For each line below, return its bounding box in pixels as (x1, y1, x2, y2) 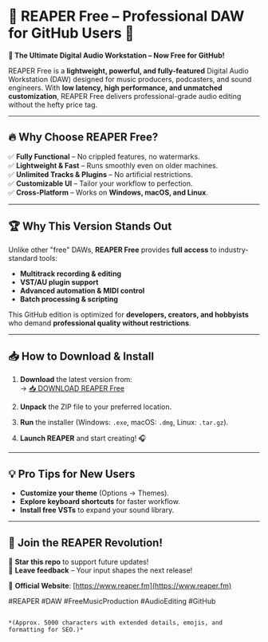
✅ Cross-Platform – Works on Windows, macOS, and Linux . (8, 187, 209, 197)
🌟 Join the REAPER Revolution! (8, 536, 164, 549)
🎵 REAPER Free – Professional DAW (8, 7, 245, 26)
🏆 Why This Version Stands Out (8, 219, 172, 234)
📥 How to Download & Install (8, 349, 154, 363)
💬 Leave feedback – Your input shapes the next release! (8, 565, 193, 575)
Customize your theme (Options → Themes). (19, 488, 170, 498)
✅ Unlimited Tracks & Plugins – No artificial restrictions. (8, 169, 193, 179)
